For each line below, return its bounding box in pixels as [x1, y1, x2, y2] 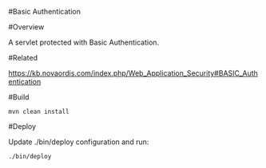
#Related [8, 53, 38, 62]
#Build [8, 92, 30, 102]
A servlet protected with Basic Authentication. [8, 37, 160, 47]
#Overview [8, 22, 45, 31]
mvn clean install [8, 107, 69, 115]
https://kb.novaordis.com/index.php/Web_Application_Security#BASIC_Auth [8, 68, 258, 78]
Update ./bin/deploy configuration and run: [8, 137, 149, 147]
